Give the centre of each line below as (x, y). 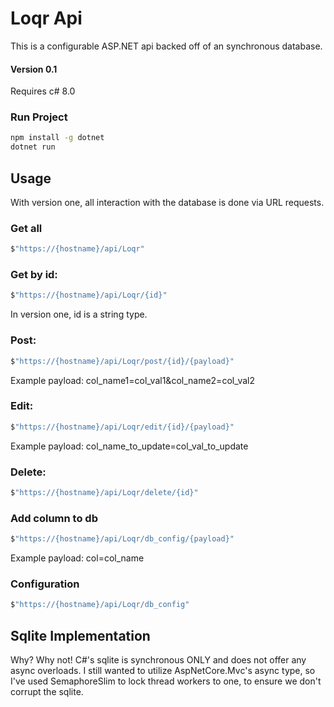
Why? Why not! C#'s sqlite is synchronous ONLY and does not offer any (158, 660)
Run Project (39, 117)
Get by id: (34, 275)
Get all (26, 228)
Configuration (45, 584)
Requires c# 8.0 (43, 91)
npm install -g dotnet (57, 138)
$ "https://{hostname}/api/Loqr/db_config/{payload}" (122, 539)
